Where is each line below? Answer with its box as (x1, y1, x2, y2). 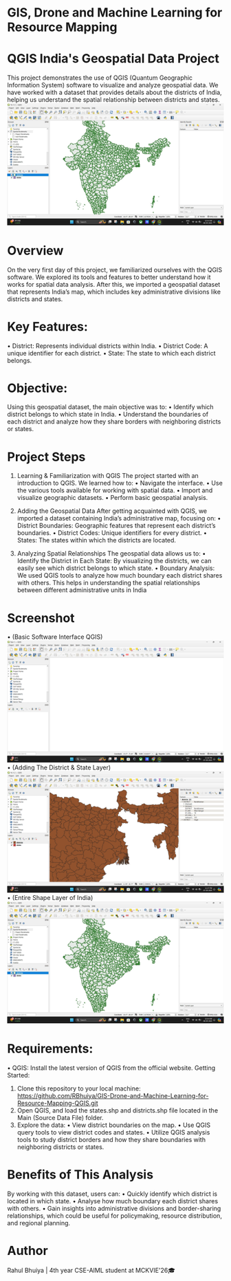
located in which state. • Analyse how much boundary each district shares (7, 1196, 219, 1205)
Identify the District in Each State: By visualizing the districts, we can (16, 557, 212, 565)
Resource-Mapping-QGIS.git (16, 1099, 98, 1107)
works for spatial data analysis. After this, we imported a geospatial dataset (7, 280, 221, 288)
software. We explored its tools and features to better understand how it (7, 273, 211, 281)
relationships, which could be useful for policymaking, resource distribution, (7, 1212, 222, 1220)
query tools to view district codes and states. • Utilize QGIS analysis (16, 1128, 210, 1136)
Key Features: (7, 318, 88, 334)
